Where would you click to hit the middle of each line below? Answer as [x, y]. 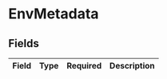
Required [84, 66]
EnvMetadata [54, 14]
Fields [24, 43]
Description [132, 66]
